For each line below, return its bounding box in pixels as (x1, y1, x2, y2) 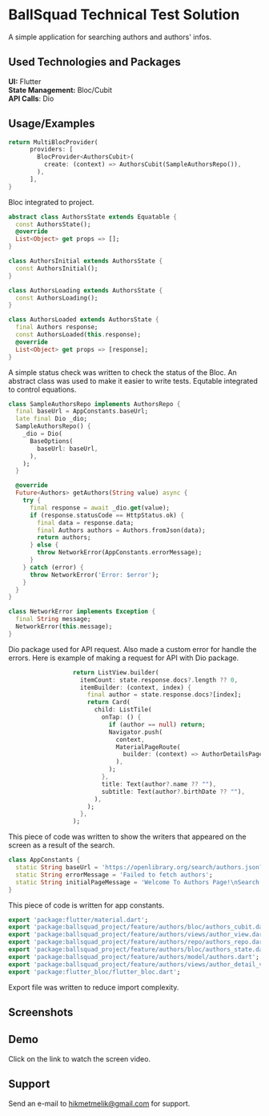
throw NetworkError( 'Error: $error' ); (29, 570, 159, 578)
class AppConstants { (8, 856, 81, 864)
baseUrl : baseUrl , (37, 445, 98, 453)
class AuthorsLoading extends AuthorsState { (8, 286, 163, 294)
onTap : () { (101, 713, 142, 722)
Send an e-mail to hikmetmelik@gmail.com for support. (8, 1098, 191, 1108)
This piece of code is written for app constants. (8, 900, 165, 910)
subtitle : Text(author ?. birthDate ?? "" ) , (101, 788, 246, 796)
